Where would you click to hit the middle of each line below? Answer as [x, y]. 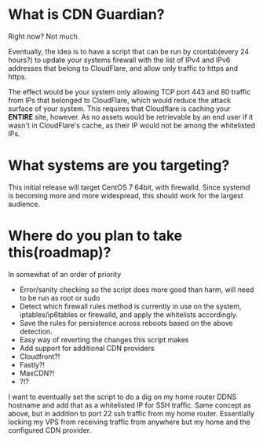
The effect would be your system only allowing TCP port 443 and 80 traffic [130, 91]
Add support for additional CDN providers [87, 348]
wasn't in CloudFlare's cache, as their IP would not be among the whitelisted [132, 125]
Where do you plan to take [95, 236]
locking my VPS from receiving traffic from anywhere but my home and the [130, 422]
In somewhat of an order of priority [65, 274]
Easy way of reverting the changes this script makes [104, 339]
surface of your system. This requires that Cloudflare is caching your [119, 109]
